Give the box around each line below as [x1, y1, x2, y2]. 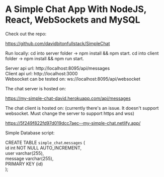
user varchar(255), [5, 150, 44, 156]
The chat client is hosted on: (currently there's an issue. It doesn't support [5, 105, 159, 111]
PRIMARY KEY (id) [5, 160, 43, 166]
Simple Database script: [5, 129, 55, 136]
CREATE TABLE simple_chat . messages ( [5, 139, 86, 145]
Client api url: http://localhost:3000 [5, 70, 78, 76]
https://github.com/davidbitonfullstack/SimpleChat [5, 40, 110, 46]
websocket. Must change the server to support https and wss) [5, 110, 135, 116]
